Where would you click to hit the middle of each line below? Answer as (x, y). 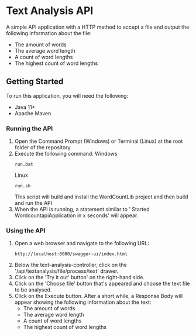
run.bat (24, 164)
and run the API (33, 203)
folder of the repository (42, 148)
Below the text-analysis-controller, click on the (71, 265)
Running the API (30, 128)
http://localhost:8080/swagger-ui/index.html (71, 254)
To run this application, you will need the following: (67, 95)
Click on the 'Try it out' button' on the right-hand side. (80, 277)
